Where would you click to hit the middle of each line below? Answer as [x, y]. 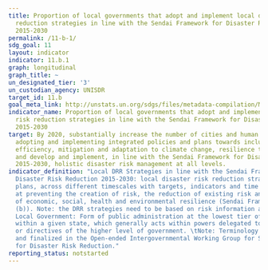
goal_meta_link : [35, 105]
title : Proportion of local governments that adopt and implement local [132, 16]
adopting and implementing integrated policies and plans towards [128, 142]
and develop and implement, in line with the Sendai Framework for [130, 157]
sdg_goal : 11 [30, 46]
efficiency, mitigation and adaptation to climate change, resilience [135, 149]
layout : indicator [39, 53]
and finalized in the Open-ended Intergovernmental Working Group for [135, 239]
